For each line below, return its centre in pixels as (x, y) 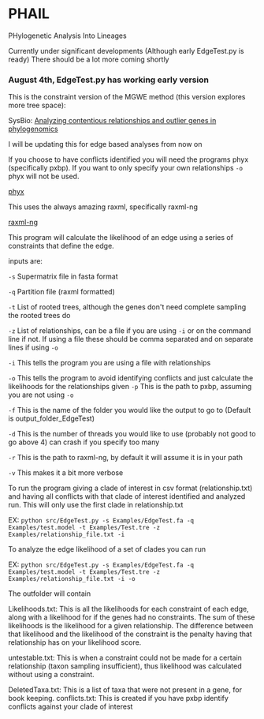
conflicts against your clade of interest (71, 706)
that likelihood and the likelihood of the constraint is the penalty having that (130, 634)
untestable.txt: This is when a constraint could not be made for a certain (125, 658)
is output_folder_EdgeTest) (52, 418)
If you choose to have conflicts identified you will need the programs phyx (128, 159)
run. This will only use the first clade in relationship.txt (96, 505)
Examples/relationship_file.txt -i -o (72, 579)
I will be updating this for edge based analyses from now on (105, 144)
